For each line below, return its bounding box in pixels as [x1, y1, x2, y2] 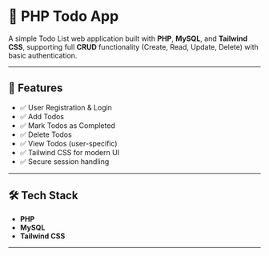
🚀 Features [8, 82, 63, 95]
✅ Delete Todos [19, 130, 72, 139]
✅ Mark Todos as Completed [19, 120, 116, 130]
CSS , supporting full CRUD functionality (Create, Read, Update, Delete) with [8, 42, 259, 51]
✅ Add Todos [19, 111, 65, 121]
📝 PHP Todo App [8, 7, 119, 26]
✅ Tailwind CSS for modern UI [19, 147, 120, 157]
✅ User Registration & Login [19, 102, 112, 112]
